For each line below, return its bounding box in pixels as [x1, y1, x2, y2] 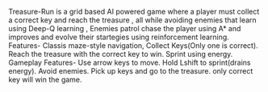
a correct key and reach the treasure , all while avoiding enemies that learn [8, 15, 257, 25]
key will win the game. [8, 75, 82, 84]
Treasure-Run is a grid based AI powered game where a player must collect [8, 7, 260, 16]
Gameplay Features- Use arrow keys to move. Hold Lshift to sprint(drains [8, 58, 252, 67]
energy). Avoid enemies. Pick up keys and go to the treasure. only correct [8, 66, 253, 75]
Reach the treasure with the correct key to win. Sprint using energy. [8, 50, 233, 58]
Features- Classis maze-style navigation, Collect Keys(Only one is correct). [8, 41, 258, 50]
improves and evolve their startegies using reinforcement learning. [8, 32, 230, 42]
